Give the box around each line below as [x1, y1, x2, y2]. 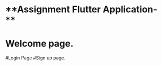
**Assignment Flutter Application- [5, 4, 158, 15]
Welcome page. [5, 38, 74, 50]
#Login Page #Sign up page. [5, 55, 66, 61]
